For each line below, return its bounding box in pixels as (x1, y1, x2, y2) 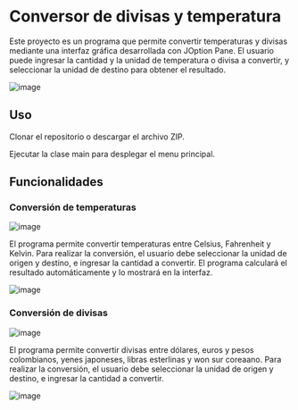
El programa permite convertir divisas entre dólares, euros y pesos (9, 344, 254, 355)
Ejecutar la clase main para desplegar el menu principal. (9, 148, 216, 159)
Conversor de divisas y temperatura (9, 6, 282, 27)
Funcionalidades (9, 174, 104, 189)
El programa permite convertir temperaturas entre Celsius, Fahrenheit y (9, 238, 271, 249)
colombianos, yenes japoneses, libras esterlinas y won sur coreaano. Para (9, 354, 282, 364)
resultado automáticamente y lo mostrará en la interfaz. (9, 267, 213, 278)
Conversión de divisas (9, 306, 109, 319)
